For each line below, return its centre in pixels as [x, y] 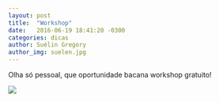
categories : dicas [38, 38]
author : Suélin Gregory [47, 45]
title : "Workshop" [40, 23]
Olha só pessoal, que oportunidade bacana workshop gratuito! [110, 75]
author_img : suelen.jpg [47, 52]
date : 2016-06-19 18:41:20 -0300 [67, 30]
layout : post [30, 15]
